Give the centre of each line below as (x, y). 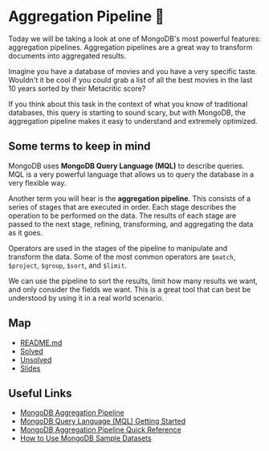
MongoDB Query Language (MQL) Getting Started (103, 421)
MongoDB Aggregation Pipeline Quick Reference (101, 430)
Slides (30, 368)
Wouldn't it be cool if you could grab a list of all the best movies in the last (130, 80)
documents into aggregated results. (67, 55)
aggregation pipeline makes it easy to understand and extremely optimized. (133, 121)
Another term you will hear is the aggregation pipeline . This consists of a (130, 198)
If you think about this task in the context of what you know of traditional (128, 104)
